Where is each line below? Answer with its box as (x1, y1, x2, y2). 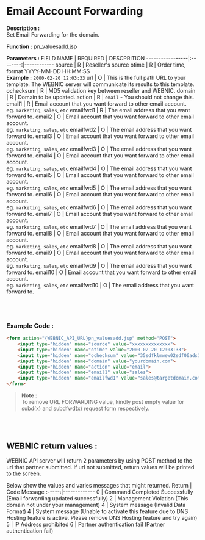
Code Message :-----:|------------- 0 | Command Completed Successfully (6, 488, 193, 495)
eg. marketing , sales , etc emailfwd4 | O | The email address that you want (6, 165, 192, 172)
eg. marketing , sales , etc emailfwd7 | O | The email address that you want (6, 223, 192, 230)
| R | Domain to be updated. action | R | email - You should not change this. (6, 93, 195, 101)
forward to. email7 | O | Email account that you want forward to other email (6, 210, 194, 217)
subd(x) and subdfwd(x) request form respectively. (21, 405, 150, 412)
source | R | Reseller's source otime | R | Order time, (55, 61, 186, 68)
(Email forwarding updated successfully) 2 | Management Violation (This (6, 494, 189, 502)
